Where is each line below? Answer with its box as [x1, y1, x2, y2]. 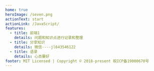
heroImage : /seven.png [5, 12, 53, 17]
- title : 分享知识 [10, 40, 45, 45]
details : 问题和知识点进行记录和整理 [14, 35, 83, 40]
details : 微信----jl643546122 [14, 44, 76, 49]
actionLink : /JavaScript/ [5, 21, 59, 26]
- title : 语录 [10, 49, 38, 54]
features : [5, 26, 26, 31]
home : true [5, 7, 28, 12]
